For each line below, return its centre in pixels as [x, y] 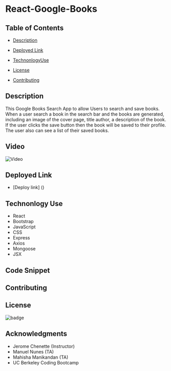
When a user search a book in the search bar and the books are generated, [85, 114]
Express [21, 238]
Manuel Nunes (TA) [33, 351]
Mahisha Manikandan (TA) [40, 357]
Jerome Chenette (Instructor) [44, 346]
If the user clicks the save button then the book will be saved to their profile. [86, 125]
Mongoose [24, 249]
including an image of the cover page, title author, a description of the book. [86, 119]
